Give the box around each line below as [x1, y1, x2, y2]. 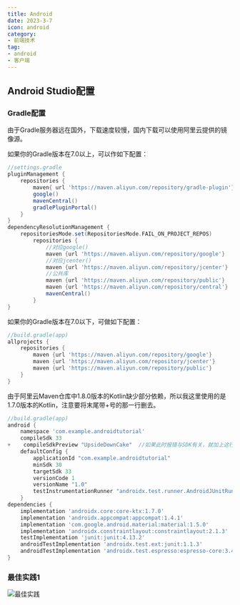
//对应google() [45, 243, 89, 250]
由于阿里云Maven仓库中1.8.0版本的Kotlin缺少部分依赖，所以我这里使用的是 [7, 392, 226, 400]
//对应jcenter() [45, 257, 92, 264]
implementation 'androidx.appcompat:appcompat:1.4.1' [20, 514, 184, 522]
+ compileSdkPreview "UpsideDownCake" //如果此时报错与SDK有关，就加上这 [7, 442, 229, 449]
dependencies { [7, 501, 53, 509]
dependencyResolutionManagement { [7, 224, 111, 231]
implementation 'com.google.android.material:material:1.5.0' [20, 521, 209, 528]
